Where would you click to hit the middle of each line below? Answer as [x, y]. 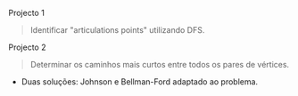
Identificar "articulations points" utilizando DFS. [117, 30]
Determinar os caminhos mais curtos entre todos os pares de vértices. [160, 64]
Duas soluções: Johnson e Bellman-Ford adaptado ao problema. [140, 82]
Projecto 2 [27, 47]
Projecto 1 [27, 13]
